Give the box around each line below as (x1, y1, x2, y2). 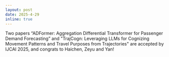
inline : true (5, 16, 33, 21)
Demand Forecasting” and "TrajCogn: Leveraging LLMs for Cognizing (5, 35, 150, 41)
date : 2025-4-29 (5, 12, 39, 17)
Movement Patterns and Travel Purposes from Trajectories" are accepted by (5, 41, 164, 47)
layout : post (5, 7, 33, 12)
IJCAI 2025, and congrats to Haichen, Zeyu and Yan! (5, 46, 115, 52)
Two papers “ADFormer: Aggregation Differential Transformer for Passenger (5, 30, 163, 36)
